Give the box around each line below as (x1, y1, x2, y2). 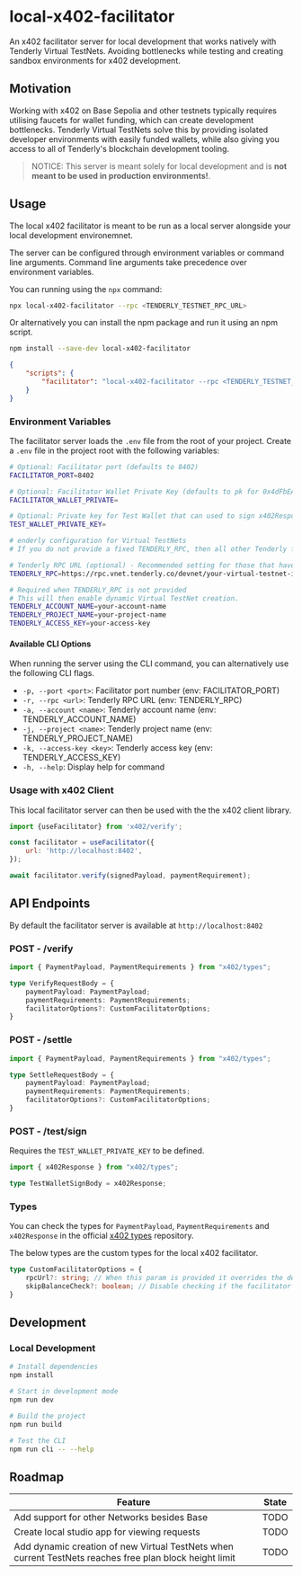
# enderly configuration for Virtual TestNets (9, 537, 187, 546)
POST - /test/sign (9, 1125, 87, 1137)
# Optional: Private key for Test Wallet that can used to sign (9, 512, 255, 521)
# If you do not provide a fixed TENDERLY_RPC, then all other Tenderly (9, 545, 288, 554)
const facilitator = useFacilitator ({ (9, 838, 155, 847)
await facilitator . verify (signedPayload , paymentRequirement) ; (9, 871, 252, 880)
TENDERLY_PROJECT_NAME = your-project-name (9, 610, 167, 619)
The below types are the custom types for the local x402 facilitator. (9, 1248, 259, 1259)
